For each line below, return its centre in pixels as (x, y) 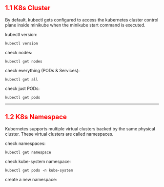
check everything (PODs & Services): (42, 70)
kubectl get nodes (24, 61)
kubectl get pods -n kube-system (39, 170)
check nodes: (19, 52)
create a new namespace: (31, 179)
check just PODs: (22, 88)
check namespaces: (25, 143)
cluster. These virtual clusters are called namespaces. (59, 134)
